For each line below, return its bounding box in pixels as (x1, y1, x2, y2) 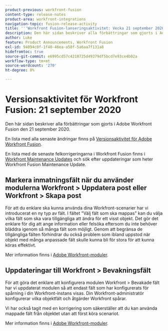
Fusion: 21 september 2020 (5, 104, 121, 115)
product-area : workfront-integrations (5, 16, 86, 21)
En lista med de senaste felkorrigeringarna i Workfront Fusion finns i (5, 150, 145, 156)
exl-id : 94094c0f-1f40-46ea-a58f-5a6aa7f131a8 (5, 44, 104, 49)
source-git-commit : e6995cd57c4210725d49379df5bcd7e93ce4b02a (5, 53, 137, 59)
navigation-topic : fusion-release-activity (5, 21, 97, 26)
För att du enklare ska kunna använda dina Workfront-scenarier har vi (5, 204, 148, 210)
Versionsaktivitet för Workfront (5, 93, 138, 105)
